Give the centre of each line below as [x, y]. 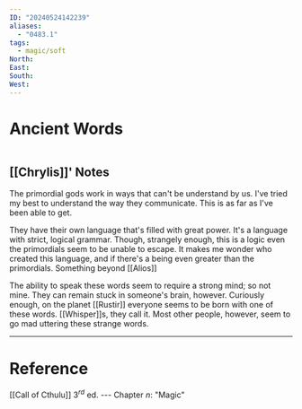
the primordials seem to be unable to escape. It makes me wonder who [141, 249]
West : [19, 84]
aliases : [26, 26]
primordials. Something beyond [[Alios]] [83, 268]
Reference [49, 368]
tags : [19, 43]
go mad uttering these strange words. [79, 324]
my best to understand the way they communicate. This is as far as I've [142, 204]
